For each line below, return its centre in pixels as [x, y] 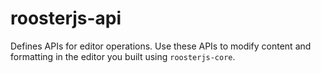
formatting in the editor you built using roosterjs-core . [123, 56]
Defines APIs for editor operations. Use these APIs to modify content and [161, 46]
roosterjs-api [66, 18]
